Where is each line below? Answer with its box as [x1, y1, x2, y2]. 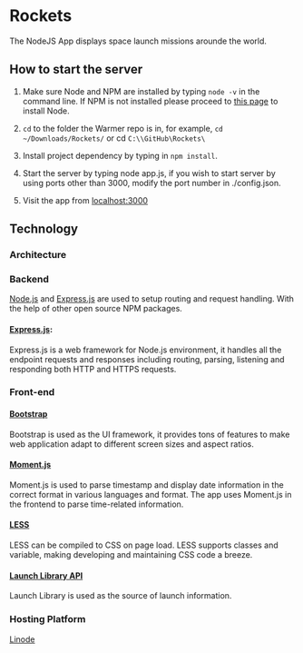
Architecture [9, 249, 67, 262]
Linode [9, 633, 35, 645]
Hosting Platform [9, 613, 86, 626]
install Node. [22, 105, 70, 116]
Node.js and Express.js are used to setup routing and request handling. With [9, 293, 295, 304]
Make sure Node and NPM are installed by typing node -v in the [22, 85, 260, 96]
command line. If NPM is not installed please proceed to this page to [22, 95, 279, 106]
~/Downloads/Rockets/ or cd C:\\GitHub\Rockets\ [22, 133, 206, 143]
